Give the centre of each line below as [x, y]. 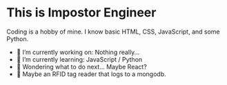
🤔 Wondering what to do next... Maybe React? [82, 66]
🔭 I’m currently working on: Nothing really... [78, 52]
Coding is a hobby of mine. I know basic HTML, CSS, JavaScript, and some [113, 32]
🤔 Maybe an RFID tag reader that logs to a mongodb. [91, 74]
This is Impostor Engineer [81, 13]
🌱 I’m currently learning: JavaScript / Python [79, 59]
